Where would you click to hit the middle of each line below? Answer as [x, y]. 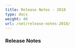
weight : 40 [16, 19]
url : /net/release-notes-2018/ [38, 24]
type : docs [16, 14]
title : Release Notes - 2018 [35, 10]
